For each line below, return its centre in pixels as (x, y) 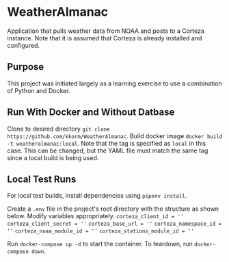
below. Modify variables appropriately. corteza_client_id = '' (95, 216)
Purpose (26, 67)
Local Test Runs (42, 179)
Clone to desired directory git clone (59, 129)
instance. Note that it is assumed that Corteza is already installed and (105, 38)
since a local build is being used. (53, 157)
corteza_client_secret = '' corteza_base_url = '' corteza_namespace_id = (114, 224)
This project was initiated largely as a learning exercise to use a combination (114, 83)
